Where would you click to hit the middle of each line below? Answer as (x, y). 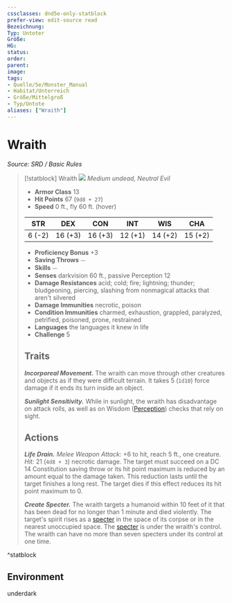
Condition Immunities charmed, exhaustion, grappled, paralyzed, (128, 312)
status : (18, 53)
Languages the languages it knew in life (91, 327)
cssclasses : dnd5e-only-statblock (57, 14)
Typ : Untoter (26, 33)
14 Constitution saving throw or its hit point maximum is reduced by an (124, 469)
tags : (15, 78)
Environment (36, 577)
